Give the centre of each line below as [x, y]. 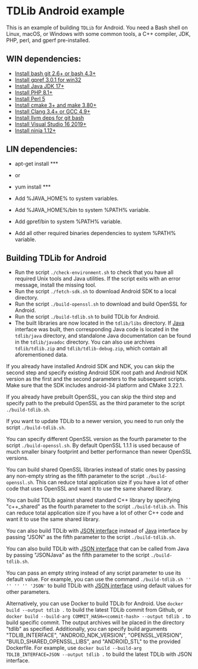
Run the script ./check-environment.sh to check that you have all [94, 272]
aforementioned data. [41, 355]
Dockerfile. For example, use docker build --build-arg [74, 648]
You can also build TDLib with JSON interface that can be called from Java [98, 549]
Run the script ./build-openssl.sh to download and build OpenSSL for [101, 304]
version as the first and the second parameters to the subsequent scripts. [96, 379]
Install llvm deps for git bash [49, 118]
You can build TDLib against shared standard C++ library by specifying [93, 500]
